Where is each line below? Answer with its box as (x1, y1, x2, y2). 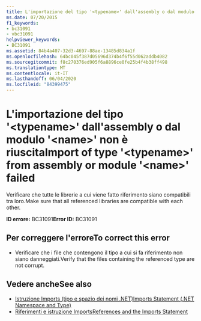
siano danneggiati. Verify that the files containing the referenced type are (14, 255, 195, 262)
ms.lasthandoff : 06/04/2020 (6, 76, 77, 82)
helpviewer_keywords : (6, 37, 61, 43)
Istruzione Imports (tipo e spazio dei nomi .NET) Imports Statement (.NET (14, 295, 194, 302)
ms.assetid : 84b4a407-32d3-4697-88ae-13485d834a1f (6, 48, 136, 54)
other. (6, 204, 21, 211)
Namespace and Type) (14, 301, 72, 308)
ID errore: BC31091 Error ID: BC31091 (6, 215, 97, 222)
